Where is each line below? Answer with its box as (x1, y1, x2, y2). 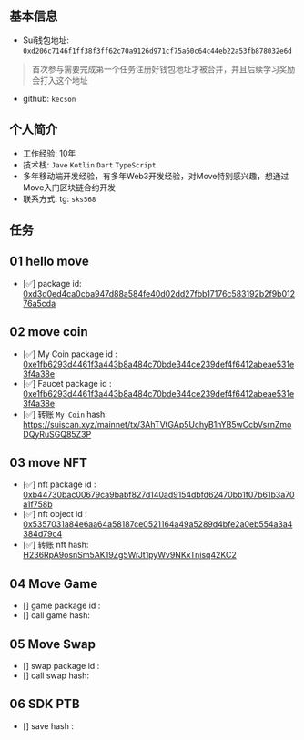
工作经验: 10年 (22, 147, 76, 158)
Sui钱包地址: (22, 35, 70, 46)
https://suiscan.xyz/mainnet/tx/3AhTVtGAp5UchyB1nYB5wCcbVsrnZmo (22, 419, 292, 430)
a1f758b (22, 499, 53, 510)
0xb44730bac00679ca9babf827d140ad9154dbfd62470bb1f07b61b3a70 (22, 490, 295, 501)
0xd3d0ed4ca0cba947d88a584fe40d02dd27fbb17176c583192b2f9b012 (22, 288, 296, 299)
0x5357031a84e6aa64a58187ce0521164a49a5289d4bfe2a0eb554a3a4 (22, 519, 293, 530)
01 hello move (9, 254, 89, 269)
